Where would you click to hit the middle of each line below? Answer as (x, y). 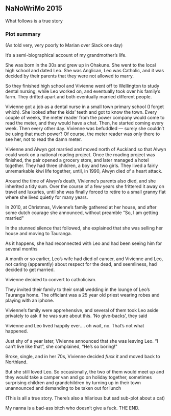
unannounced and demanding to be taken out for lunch (63, 388)
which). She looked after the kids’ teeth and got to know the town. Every (81, 112)
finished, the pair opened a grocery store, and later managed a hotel (77, 160)
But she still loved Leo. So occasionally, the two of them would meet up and (85, 372)
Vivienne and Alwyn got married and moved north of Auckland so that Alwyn (86, 149)
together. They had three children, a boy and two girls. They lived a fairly (82, 165)
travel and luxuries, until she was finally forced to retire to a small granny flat (86, 192)
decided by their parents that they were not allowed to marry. (70, 76)
